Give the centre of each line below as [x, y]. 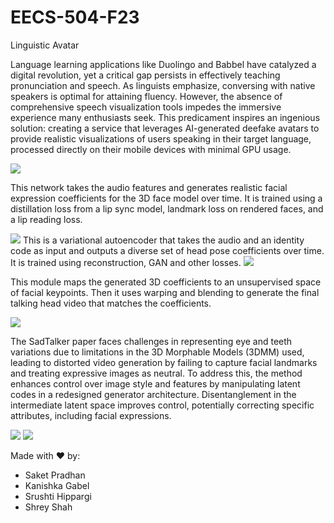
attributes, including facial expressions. [91, 415]
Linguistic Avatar [45, 45]
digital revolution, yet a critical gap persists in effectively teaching [145, 75]
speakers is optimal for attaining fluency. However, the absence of [146, 96]
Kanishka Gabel [57, 485]
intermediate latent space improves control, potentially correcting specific [162, 405]
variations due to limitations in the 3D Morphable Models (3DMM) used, [157, 352]
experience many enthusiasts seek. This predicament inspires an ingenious [165, 117]
